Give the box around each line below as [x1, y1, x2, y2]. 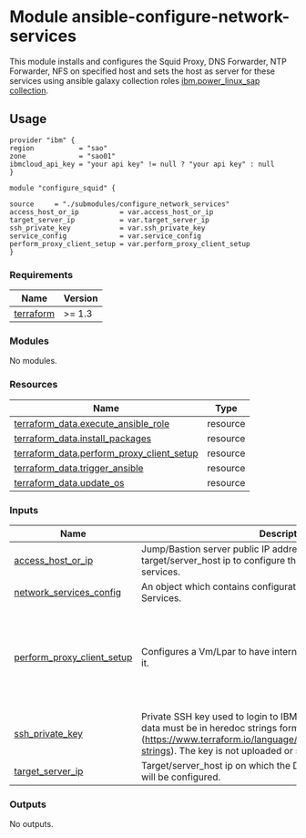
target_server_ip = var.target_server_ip [9, 215, 209, 224]
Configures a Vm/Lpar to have [140, 645, 270, 657]
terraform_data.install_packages [14, 431, 152, 444]
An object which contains [140, 580, 250, 593]
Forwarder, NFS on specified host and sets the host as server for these [9, 66, 276, 77]
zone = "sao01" [9, 151, 117, 160]
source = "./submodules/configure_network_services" [9, 199, 230, 209]
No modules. [9, 356, 57, 367]
